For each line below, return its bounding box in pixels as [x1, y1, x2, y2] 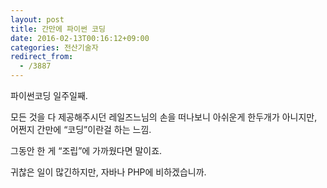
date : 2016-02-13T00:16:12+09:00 [10, 33, 150, 43]
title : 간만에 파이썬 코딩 [10, 24, 106, 34]
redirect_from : [10, 52, 74, 62]
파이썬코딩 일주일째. [10, 90, 88, 101]
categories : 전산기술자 [10, 42, 99, 53]
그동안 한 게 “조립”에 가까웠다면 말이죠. [10, 145, 163, 156]
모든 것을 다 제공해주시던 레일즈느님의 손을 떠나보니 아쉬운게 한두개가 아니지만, [10, 111, 318, 123]
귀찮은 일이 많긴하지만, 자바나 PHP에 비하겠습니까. [10, 166, 207, 178]
